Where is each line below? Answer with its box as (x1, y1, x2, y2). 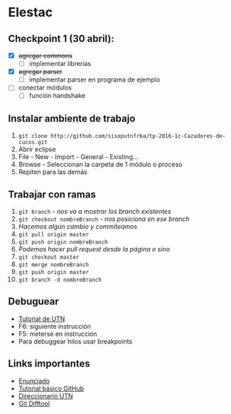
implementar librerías (28, 60, 92, 68)
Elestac (8, 4, 53, 21)
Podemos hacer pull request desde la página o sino (18, 245, 170, 253)
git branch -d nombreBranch (18, 276, 102, 283)
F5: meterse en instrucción (18, 329, 97, 338)
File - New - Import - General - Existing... (18, 153, 139, 161)
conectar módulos (18, 83, 72, 92)
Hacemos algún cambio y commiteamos (18, 222, 138, 231)
